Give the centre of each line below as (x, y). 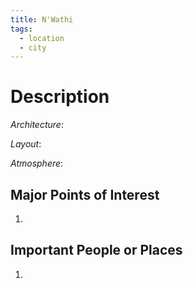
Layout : (26, 144)
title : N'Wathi (42, 19)
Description (60, 97)
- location (42, 38)
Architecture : (37, 125)
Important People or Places (96, 250)
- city (33, 47)
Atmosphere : (37, 163)
